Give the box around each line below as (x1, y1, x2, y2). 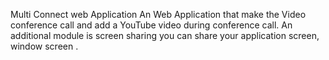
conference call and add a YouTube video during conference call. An (10, 19, 293, 31)
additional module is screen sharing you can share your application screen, (10, 30, 320, 41)
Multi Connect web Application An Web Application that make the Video (10, 9, 307, 20)
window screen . (10, 40, 79, 52)
